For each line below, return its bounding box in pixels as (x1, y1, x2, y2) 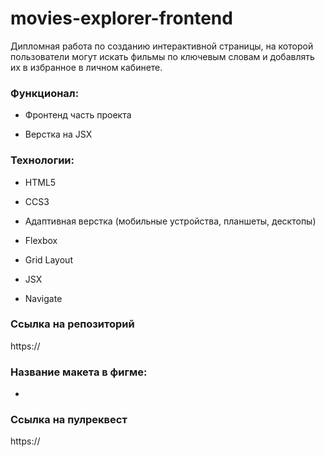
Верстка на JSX (24, 128, 93, 141)
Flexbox (24, 234, 58, 246)
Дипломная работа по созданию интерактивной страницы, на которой (10, 40, 314, 52)
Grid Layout (24, 253, 73, 266)
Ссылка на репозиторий (10, 317, 135, 331)
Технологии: (10, 153, 75, 167)
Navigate (24, 292, 63, 304)
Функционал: (10, 86, 80, 100)
